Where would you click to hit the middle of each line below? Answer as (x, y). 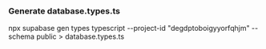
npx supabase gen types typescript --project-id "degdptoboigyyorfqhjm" (129, 28)
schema (21, 36)
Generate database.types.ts (64, 11)
